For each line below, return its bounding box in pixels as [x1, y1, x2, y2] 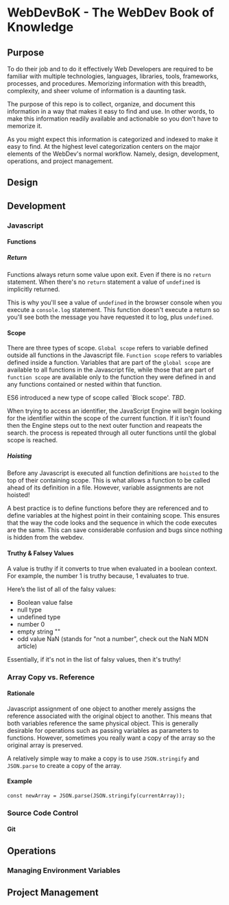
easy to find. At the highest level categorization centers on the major [7, 143, 201, 150]
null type [16, 605, 43, 614]
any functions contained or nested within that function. [7, 381, 162, 389]
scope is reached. [7, 436, 58, 444]
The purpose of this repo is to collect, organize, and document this [7, 100, 195, 108]
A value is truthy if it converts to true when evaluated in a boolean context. [7, 564, 217, 572]
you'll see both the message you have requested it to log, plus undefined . [7, 313, 214, 322]
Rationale [7, 689, 35, 697]
